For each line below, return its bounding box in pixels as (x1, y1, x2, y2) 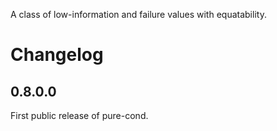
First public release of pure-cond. (10, 110, 149, 121)
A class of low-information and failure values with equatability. (10, 9, 267, 20)
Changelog (10, 44, 104, 66)
